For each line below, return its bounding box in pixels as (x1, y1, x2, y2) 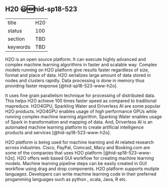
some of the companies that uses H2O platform (5, 150, 102, 156)
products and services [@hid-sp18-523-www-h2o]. (5, 129, 111, 135)
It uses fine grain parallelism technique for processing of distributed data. (5, 92, 156, 98)
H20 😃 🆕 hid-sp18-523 (5, 5, 78, 13)
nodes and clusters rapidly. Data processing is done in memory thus (5, 77, 145, 83)
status (7, 27, 22, 34)
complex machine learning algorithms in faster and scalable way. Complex (5, 61, 158, 67)
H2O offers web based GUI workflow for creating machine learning (17, 155, 154, 161)
